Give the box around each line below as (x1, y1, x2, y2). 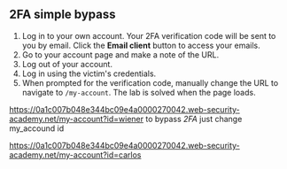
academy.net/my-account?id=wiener (9, 113, 144, 124)
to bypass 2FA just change (145, 113, 243, 124)
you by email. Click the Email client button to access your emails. (21, 40, 260, 50)
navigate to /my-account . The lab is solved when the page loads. (21, 87, 256, 97)
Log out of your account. (21, 58, 113, 69)
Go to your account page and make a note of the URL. (21, 49, 220, 60)
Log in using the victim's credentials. (21, 68, 157, 79)
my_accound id (9, 123, 65, 134)
